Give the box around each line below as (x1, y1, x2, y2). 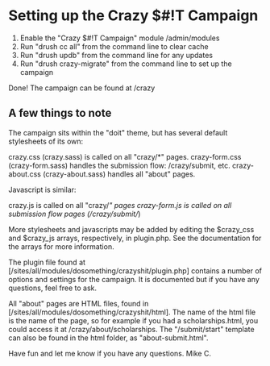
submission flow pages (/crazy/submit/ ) (8, 209, 141, 218)
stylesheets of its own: (8, 136, 84, 146)
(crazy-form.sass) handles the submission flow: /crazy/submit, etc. (8, 160, 231, 170)
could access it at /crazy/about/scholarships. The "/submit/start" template (8, 324, 255, 334)
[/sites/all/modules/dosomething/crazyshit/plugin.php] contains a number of (8, 265, 263, 276)
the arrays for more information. (8, 241, 114, 252)
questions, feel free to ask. (8, 283, 98, 293)
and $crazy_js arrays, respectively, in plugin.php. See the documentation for (8, 233, 262, 243)
